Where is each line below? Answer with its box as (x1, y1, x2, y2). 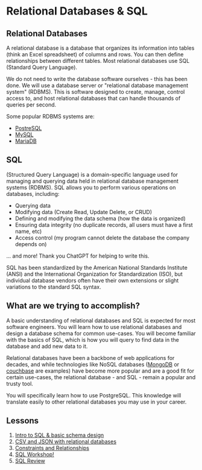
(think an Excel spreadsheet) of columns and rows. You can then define (6, 51, 184, 58)
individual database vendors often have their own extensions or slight (6, 276, 179, 284)
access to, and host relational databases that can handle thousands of (6, 95, 181, 102)
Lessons (6, 416, 39, 426)
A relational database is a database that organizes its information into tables (6, 44, 195, 51)
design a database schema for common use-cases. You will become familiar (6, 330, 196, 337)
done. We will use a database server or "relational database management (6, 82, 189, 89)
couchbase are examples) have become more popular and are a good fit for (6, 367, 195, 374)
